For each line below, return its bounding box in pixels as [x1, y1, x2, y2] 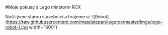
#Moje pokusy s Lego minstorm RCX [5, 4, 81, 10]
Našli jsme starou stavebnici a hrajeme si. [5, 14, 92, 19]
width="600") [29, 24, 58, 30]
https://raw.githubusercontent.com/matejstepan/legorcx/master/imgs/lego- [7, 19, 163, 25]
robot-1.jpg [5, 24, 28, 30]
